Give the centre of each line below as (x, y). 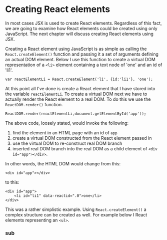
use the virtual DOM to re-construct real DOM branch (67, 143)
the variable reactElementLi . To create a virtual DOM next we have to (76, 94)
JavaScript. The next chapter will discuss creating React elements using (79, 34)
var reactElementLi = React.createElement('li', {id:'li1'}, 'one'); (79, 79)
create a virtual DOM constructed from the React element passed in (82, 138)
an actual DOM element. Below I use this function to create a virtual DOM (80, 59)
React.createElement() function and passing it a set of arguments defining (82, 54)
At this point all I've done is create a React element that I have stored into (80, 88)
